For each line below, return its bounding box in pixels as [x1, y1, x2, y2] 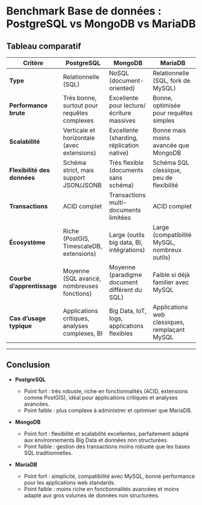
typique [9, 322, 32, 330]
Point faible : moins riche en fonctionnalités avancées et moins [23, 485, 179, 492]
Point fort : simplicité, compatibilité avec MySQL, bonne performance [23, 472, 195, 480]
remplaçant [153, 326, 185, 333]
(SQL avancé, [63, 274, 101, 282]
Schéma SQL [153, 158, 190, 167]
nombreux [153, 246, 182, 254]
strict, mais [63, 166, 94, 174]
